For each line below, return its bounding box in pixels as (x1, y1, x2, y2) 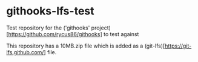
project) (91, 24, 111, 31)
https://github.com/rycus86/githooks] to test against (8, 30, 139, 37)
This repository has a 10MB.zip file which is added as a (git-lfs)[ (6, 42, 165, 49)
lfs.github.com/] (6, 48, 47, 55)
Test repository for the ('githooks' (6, 24, 90, 31)
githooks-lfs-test (6, 4, 94, 18)
